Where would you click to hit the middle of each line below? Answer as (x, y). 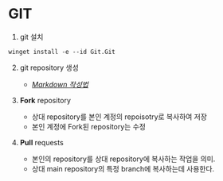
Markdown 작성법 (60, 84)
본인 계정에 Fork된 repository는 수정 (88, 126)
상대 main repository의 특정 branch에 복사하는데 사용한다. (123, 168)
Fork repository (45, 100)
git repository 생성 (49, 67)
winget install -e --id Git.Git (62, 52)
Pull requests (41, 142)
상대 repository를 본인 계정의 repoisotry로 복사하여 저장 (119, 117)
